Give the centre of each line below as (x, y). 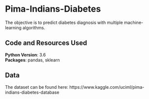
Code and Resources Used (46, 43)
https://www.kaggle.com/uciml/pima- (107, 87)
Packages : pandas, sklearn (32, 60)
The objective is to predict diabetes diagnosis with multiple (64, 22)
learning (13, 27)
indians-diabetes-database (32, 92)
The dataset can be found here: (37, 87)
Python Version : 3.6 (26, 55)
